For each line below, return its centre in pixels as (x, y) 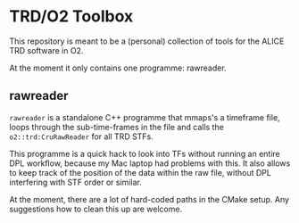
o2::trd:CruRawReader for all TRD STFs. (81, 136)
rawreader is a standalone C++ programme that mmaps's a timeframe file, (145, 117)
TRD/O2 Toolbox (71, 17)
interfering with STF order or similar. (76, 182)
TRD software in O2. (46, 50)
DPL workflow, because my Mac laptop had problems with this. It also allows (150, 163)
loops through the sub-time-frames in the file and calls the (117, 127)
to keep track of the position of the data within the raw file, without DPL (141, 172)
